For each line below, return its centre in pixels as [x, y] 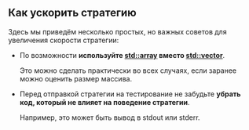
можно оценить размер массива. [75, 78]
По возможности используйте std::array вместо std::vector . [122, 55]
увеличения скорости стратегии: [64, 40]
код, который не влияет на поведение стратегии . [104, 102]
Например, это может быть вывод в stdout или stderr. [110, 117]
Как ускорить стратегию [72, 13]
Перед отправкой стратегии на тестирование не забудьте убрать [130, 94]
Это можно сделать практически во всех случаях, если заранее [128, 70]
